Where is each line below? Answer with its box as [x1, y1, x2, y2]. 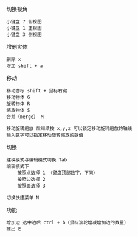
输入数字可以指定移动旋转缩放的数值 [6, 132, 84, 138]
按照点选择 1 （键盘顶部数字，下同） [17, 170, 98, 176]
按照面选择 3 [17, 183, 46, 189]
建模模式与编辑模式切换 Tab [6, 157, 67, 163]
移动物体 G [6, 94, 30, 100]
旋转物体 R [6, 101, 30, 107]
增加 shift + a [6, 63, 43, 69]
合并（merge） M [6, 114, 44, 120]
